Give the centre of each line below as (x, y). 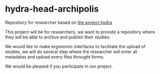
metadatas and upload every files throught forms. (55, 56)
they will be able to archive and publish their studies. (58, 37)
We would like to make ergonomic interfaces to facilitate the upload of (75, 46)
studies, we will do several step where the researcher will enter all (71, 52)
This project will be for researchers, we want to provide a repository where (80, 32)
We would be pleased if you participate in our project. (59, 66)
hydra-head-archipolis (52, 9)
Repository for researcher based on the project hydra (59, 22)
